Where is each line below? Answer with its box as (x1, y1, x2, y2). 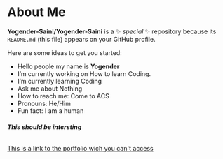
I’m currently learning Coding (17, 77, 102, 85)
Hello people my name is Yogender (17, 62, 120, 70)
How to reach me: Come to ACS (17, 91, 110, 100)
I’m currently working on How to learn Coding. (17, 69, 151, 77)
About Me (7, 4, 66, 20)
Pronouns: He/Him (17, 99, 72, 107)
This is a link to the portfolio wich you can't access (7, 144, 154, 153)
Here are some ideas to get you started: (7, 48, 123, 56)
